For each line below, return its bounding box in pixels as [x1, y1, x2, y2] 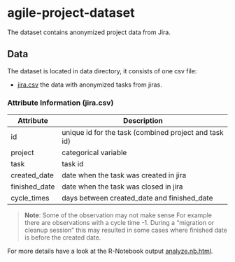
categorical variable [62, 148, 127, 158]
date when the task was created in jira [62, 170, 187, 180]
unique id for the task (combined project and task [62, 128, 224, 138]
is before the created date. [24, 233, 101, 242]
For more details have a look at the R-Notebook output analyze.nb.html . [7, 247, 213, 256]
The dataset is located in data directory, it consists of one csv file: [7, 66, 197, 75]
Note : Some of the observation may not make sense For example [24, 211, 212, 219]
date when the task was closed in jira [62, 182, 183, 191]
